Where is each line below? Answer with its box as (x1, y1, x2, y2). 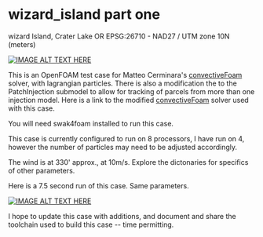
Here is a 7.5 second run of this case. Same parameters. (8, 180, 190, 190)
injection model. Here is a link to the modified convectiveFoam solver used (8, 95, 249, 104)
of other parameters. (8, 166, 75, 175)
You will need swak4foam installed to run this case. (8, 118, 174, 128)
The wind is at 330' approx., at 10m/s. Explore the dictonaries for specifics (8, 157, 249, 166)
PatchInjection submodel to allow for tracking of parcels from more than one (8, 86, 255, 96)
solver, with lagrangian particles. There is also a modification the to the (8, 78, 237, 88)
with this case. (8, 104, 55, 113)
